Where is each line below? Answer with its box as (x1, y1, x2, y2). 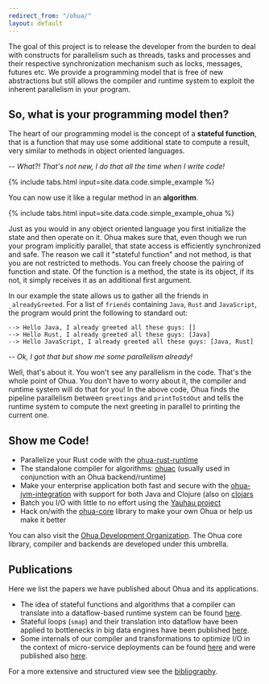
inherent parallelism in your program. (8, 84, 131, 93)
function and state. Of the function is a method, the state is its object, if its (8, 267, 255, 276)
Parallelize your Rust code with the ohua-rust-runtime (19, 455, 199, 465)
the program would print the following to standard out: (8, 308, 188, 318)
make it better (19, 515, 67, 524)
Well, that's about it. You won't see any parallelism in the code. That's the (8, 367, 252, 377)
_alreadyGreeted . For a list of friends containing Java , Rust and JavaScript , (8, 300, 258, 309)
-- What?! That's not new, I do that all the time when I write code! (8, 162, 226, 172)
